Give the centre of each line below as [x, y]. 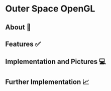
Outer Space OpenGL [50, 9]
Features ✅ [23, 44]
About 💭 [18, 27]
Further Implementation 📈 [47, 82]
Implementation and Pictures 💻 [56, 62]
